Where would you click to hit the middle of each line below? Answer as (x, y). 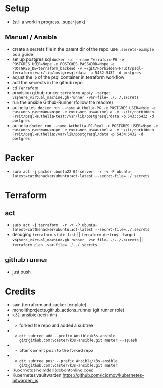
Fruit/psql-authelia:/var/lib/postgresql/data (60, 134)
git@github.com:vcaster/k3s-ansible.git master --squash (78, 341)
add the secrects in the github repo (47, 82)
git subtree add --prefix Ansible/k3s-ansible (67, 336)
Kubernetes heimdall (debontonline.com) (53, 370)
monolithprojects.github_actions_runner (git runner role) (68, 310)
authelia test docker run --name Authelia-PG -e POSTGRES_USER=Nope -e (84, 107)
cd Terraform (25, 88)
